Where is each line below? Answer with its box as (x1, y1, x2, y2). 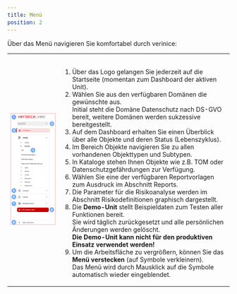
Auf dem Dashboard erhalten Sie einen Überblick (72, 128, 214, 136)
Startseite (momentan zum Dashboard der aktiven (72, 75, 217, 84)
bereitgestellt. (72, 120, 112, 129)
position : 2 (7, 18, 42, 26)
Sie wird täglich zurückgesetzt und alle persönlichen (72, 218, 224, 226)
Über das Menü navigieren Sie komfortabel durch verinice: (7, 39, 178, 47)
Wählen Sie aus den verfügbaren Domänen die (72, 90, 207, 99)
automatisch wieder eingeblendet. (72, 271, 171, 279)
